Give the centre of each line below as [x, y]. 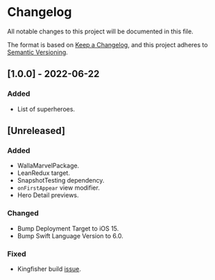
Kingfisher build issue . [49, 269]
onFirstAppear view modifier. [59, 188]
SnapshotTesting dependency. [61, 181]
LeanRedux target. [44, 173]
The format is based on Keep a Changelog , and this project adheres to [108, 44]
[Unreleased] [36, 131]
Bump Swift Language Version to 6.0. [70, 236]
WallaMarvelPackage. [48, 166]
